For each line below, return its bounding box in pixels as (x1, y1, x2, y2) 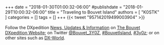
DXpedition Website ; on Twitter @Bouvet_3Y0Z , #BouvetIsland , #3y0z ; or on (5, 30, 160, 35)
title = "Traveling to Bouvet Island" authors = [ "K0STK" (47, 9, 160, 15)
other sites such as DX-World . (5, 35, 65, 41)
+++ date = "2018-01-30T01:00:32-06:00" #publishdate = (5, 4, 122, 10)
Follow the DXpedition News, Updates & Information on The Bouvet (5, 25, 141, 30)
